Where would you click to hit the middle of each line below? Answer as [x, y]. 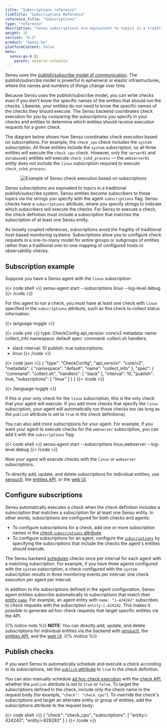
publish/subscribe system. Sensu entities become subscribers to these [78, 193]
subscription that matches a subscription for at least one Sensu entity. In [80, 512]
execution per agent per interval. [39, 579]
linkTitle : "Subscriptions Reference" [45, 14]
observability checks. [27, 251]
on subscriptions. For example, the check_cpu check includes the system [79, 142]
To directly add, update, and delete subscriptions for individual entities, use [82, 474]
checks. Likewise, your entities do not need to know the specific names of [81, 106]
